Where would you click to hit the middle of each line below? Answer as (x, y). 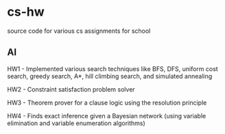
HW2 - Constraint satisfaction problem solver (71, 89)
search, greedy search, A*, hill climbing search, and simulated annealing (110, 76)
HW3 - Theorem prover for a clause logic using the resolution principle (107, 103)
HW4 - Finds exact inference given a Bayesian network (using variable (107, 116)
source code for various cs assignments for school (79, 31)
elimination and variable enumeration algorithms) (76, 123)
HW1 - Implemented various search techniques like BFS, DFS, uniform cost (113, 68)
